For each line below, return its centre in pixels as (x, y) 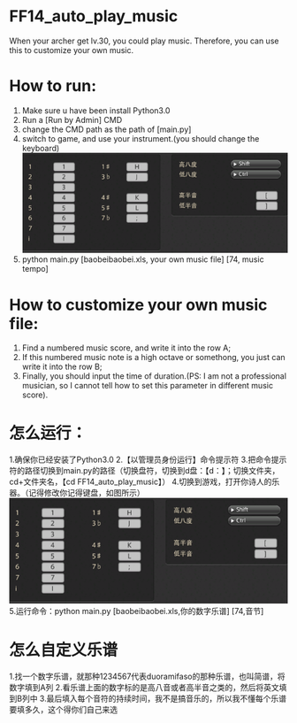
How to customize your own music (138, 305)
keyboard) (41, 148)
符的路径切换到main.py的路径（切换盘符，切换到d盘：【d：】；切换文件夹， (145, 471)
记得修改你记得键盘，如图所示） (86, 493)
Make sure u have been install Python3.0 (96, 110)
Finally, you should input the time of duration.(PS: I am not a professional (154, 376)
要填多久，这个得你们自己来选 (63, 709)
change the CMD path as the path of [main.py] (107, 129)
